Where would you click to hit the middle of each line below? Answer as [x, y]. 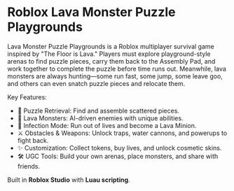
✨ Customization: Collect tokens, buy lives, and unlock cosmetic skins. [119, 148]
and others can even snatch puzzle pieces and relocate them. [96, 83]
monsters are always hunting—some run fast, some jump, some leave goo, [115, 76]
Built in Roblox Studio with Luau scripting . [69, 180]
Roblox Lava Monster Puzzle [91, 12]
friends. [29, 166]
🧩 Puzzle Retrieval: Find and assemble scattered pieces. [98, 111]
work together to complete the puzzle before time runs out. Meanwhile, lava [117, 69]
